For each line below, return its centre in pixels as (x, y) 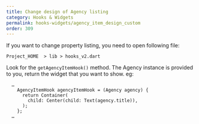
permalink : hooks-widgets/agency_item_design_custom (73, 23)
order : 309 (20, 28)
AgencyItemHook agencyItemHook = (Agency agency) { (83, 90)
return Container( (45, 96)
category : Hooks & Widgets (40, 17)
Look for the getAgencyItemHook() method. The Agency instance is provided (100, 68)
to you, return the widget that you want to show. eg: (70, 74)
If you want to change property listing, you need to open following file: (93, 46)
